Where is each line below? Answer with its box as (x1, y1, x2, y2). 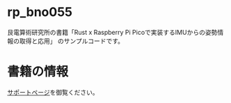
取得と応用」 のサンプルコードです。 (19, 36, 124, 45)
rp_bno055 (7, 4, 73, 20)
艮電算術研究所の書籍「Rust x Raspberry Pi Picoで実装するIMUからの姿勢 (7, 28, 218, 36)
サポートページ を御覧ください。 (7, 88, 99, 96)
